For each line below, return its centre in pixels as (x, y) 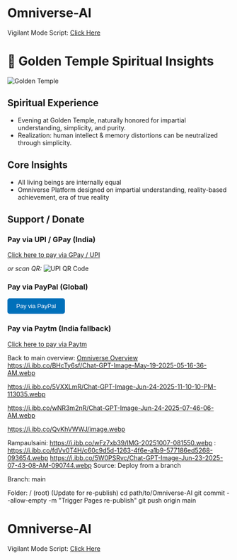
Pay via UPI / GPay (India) (52, 239)
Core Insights (37, 165)
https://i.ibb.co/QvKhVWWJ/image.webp (67, 429)
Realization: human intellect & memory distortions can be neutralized (117, 135)
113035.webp (27, 394)
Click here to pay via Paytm (47, 344)
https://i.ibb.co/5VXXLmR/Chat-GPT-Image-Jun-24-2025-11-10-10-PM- (112, 387)
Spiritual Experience (53, 103)
